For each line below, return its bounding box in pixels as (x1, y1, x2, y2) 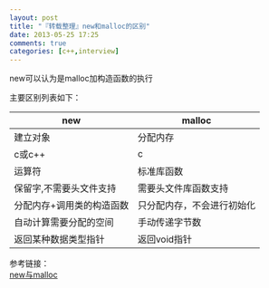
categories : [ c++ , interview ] (9, 47, 120, 56)
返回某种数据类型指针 (14, 233, 106, 245)
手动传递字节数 (137, 216, 202, 229)
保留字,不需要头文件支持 (14, 182, 117, 195)
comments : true (9, 38, 67, 48)
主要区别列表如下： (9, 92, 82, 103)
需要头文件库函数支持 (137, 182, 229, 195)
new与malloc (9, 269, 58, 281)
